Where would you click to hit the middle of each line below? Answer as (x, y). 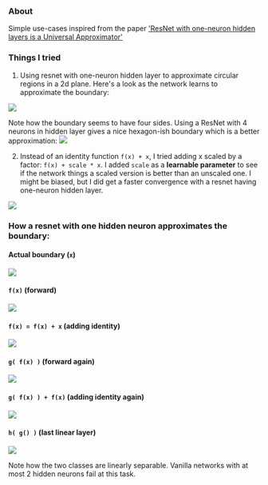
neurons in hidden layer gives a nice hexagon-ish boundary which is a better (134, 131)
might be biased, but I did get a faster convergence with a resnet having (138, 181)
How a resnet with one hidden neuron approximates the (118, 225)
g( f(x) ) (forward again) (52, 361)
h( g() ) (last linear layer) (52, 432)
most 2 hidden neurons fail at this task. (72, 474)
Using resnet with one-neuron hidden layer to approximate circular (129, 75)
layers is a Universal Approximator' (65, 37)
